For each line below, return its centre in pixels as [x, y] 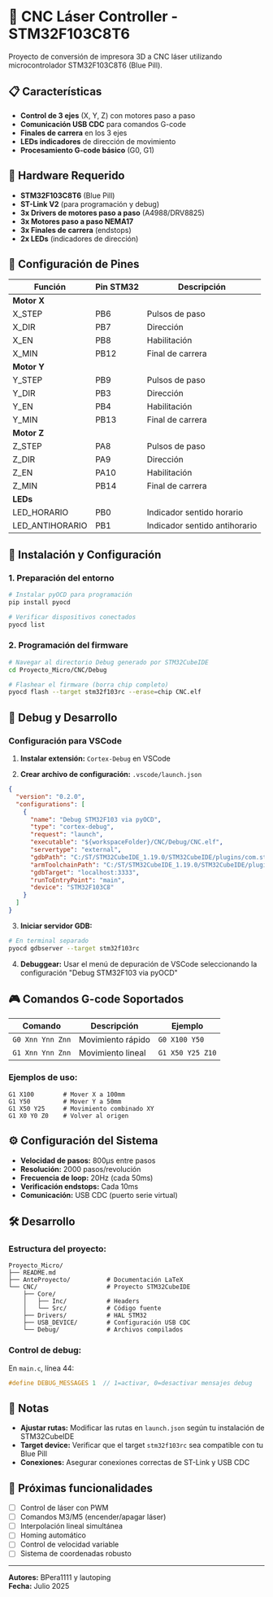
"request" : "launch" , [67, 835]
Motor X [28, 301]
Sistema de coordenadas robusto [76, 1554]
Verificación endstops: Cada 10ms [79, 1186]
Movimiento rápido [114, 1040]
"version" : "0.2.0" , [50, 796]
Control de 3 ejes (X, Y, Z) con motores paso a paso [108, 115]
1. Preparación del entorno [61, 577]
